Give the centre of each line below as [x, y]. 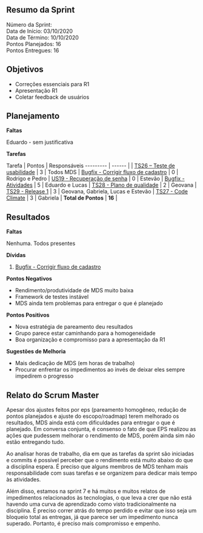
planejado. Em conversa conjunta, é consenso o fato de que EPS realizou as [101, 429]
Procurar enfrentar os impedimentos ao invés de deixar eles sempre [100, 370]
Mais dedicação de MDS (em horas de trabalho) [75, 363]
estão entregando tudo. [36, 442]
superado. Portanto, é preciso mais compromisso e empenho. [83, 523]
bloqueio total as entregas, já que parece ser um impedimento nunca [92, 517]
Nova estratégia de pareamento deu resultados [74, 327]
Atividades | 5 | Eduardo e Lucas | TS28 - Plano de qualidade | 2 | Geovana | [101, 185]
